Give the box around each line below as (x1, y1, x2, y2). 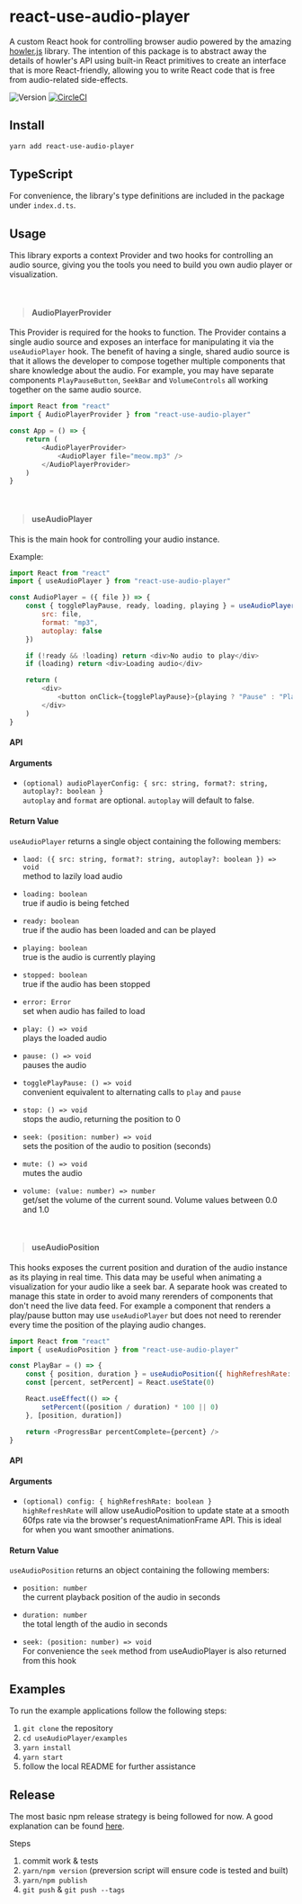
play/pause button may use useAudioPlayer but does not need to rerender (9, 1309, 281, 1320)
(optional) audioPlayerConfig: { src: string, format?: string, (22, 779, 269, 788)
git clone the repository (22, 1723, 114, 1734)
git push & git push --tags (22, 1884, 126, 1895)
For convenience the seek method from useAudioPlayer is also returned (22, 1646, 287, 1657)
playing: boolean (22, 943, 88, 953)
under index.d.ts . (9, 200, 76, 211)
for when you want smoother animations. (22, 1524, 174, 1535)
